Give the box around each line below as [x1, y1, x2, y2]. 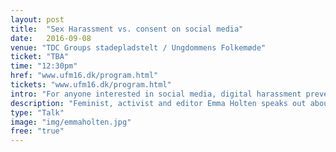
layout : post [10, 14, 65, 25]
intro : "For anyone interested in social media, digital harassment [10, 89, 302, 99]
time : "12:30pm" [10, 61, 78, 71]
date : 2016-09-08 [10, 33, 92, 43]
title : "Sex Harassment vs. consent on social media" [10, 24, 244, 34]
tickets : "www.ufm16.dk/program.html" [10, 80, 172, 90]
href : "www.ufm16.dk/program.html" [10, 71, 159, 81]
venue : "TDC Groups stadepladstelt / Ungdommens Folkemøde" [10, 42, 267, 53]
